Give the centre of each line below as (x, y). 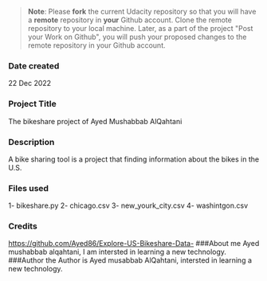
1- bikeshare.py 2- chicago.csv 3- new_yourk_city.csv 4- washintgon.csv (128, 205)
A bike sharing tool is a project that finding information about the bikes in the (134, 159)
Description (31, 142)
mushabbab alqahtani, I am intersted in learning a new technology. (118, 252)
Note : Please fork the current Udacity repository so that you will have (142, 12)
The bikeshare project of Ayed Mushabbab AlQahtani (95, 121)
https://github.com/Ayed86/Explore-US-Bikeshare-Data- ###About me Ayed (134, 244)
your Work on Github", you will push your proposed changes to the (137, 37)
